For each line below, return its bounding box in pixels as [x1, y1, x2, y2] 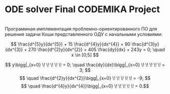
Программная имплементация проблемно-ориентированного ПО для [5, 25, 157, 32]
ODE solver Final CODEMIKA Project [5, 4, 160, 15]
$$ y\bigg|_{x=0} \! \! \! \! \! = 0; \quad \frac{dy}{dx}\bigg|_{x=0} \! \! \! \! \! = [5, 61, 165, 68]
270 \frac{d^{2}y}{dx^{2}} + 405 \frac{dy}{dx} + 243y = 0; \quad [28, 46, 165, 52]
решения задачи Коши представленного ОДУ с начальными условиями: [5, 31, 163, 37]
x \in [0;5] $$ [71, 52, 99, 58]
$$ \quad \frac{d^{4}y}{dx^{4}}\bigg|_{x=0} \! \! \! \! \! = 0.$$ [21, 83, 149, 89]
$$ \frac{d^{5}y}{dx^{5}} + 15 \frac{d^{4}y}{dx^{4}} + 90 [10, 41, 131, 47]
